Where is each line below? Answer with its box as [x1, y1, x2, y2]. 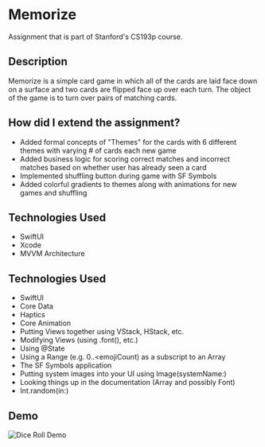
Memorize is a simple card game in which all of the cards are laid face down [8, 76, 258, 85]
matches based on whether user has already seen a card [19, 162, 207, 172]
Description [8, 55, 68, 68]
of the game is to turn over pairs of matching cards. [8, 93, 177, 103]
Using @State [19, 344, 65, 353]
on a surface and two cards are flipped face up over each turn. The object [8, 84, 251, 94]
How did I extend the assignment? [8, 116, 181, 130]
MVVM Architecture [19, 249, 85, 258]
